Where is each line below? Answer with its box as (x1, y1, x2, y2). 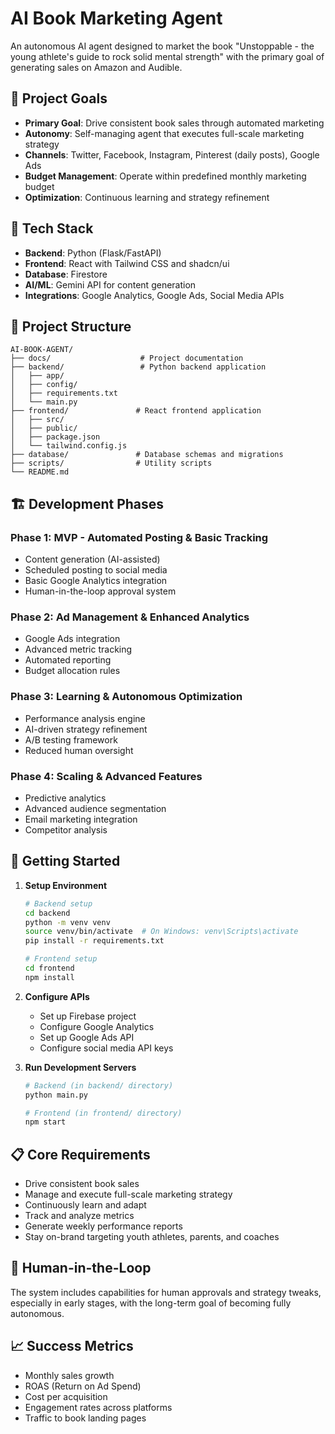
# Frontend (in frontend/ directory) (24, 1108, 183, 1118)
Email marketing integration (24, 813, 138, 825)
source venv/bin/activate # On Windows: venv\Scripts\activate (24, 927, 299, 937)
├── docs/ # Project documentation (10, 353, 244, 364)
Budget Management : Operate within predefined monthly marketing (24, 170, 307, 182)
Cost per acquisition (24, 1390, 108, 1402)
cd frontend (24, 963, 75, 974)
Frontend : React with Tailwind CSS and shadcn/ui (24, 257, 230, 269)
